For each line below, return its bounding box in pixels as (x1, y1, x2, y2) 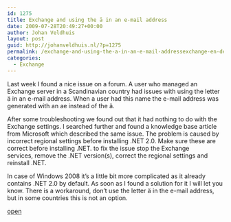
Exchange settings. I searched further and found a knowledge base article (7, 122, 217, 130)
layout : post (7, 36, 45, 42)
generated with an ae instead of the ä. (7, 101, 115, 110)
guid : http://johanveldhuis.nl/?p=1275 (7, 42, 122, 49)
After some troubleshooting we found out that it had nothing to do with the (7, 114, 218, 123)
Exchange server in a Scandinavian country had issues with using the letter (7, 87, 220, 95)
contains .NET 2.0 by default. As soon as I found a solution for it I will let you (7, 179, 223, 187)
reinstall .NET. (7, 158, 47, 166)
